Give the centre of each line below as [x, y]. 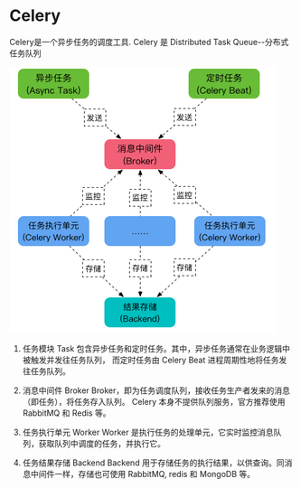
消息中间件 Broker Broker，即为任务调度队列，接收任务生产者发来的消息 [156, 390]
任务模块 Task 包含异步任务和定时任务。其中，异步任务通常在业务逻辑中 [156, 348]
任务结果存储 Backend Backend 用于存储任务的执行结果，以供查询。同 [153, 463]
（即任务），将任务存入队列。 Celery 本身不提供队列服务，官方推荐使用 [154, 401]
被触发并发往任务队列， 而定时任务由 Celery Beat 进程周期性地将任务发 [155, 360]
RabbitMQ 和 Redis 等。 [66, 413]
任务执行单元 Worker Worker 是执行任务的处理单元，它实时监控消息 [148, 432]
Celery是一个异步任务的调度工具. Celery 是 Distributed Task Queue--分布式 [149, 42]
